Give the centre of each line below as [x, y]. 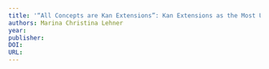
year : [17, 30]
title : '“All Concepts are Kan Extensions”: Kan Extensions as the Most [132, 15]
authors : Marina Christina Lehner [66, 23]
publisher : [26, 38]
